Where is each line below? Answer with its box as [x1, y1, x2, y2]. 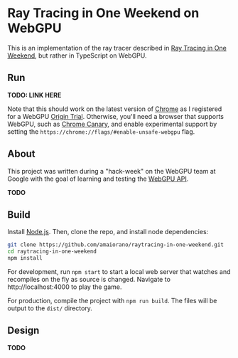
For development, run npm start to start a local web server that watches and [7, 268, 231, 275]
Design [7, 325, 40, 337]
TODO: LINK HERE [7, 90, 62, 99]
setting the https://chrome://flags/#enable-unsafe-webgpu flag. [7, 127, 195, 136]
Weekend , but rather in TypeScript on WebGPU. [7, 51, 147, 60]
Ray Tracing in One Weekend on [7, 5, 200, 21]
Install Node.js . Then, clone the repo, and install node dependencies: [7, 228, 209, 236]
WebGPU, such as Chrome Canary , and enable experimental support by [7, 120, 217, 128]
